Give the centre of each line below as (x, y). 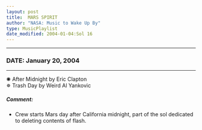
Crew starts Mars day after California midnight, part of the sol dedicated (104, 114)
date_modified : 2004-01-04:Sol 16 (50, 34)
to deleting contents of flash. (50, 121)
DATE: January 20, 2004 (43, 61)
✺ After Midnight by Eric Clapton (47, 79)
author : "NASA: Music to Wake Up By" (54, 23)
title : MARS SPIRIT (32, 17)
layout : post (23, 12)
